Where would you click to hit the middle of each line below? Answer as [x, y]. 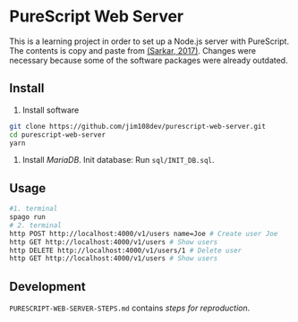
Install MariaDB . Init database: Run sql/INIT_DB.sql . [118, 160]
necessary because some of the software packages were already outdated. [149, 60]
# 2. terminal [36, 225]
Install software [51, 110]
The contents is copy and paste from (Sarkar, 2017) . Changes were [133, 50]
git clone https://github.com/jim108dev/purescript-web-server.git [138, 126]
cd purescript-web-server [57, 135]
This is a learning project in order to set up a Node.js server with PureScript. [149, 41]
